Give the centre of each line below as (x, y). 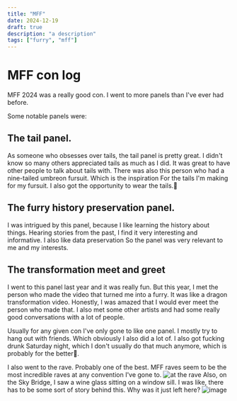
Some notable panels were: (47, 116)
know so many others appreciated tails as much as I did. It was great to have (119, 163)
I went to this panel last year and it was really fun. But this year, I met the (113, 287)
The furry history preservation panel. (91, 208)
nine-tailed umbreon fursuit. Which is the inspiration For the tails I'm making (118, 178)
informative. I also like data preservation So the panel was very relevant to (115, 240)
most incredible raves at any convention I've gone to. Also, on (117, 374)
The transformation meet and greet (87, 270)
